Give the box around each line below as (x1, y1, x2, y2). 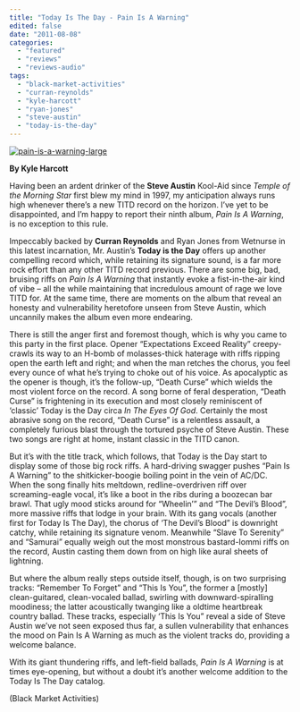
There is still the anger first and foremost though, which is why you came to (9, 329, 287, 340)
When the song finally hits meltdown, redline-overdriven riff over (9, 479, 247, 490)
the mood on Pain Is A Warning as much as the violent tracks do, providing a (9, 630, 290, 640)
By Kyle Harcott (9, 163, 69, 174)
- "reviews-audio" (17, 64, 87, 72)
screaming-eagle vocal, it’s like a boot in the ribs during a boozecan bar (9, 489, 273, 499)
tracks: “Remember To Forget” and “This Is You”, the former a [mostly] (9, 582, 268, 593)
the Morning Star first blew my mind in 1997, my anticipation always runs (9, 190, 276, 200)
